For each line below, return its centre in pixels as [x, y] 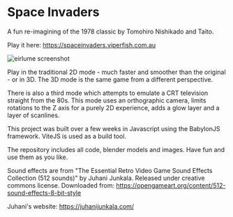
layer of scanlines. [33, 115]
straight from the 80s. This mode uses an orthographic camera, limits [107, 100]
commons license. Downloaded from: [61, 185]
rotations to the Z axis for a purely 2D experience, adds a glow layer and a [113, 107]
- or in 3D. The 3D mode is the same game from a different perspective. [110, 79]
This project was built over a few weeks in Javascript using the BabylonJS [114, 128]
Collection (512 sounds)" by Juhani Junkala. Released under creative [106, 178]
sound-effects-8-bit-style [44, 193]
